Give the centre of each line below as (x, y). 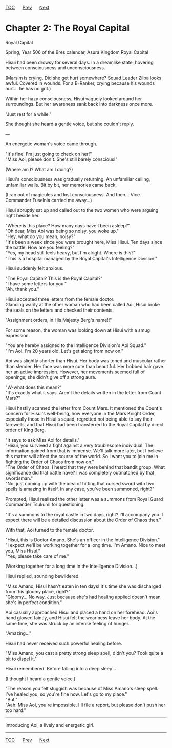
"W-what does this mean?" (34, 387)
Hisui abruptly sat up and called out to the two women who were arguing (82, 210)
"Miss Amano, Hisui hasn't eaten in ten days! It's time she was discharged (83, 586)
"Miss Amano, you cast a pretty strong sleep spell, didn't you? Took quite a (84, 653)
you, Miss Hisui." (23, 551)
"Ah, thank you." (22, 289)
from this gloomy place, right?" (38, 591)
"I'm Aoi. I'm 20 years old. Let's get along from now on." (64, 351)
